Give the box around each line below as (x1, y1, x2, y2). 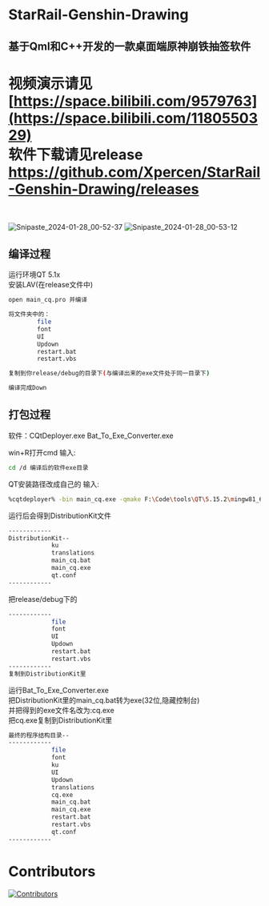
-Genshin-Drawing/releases (8, 180, 199, 198)
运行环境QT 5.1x (8, 270, 61, 279)
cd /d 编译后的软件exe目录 (8, 463, 89, 471)
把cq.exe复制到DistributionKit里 (8, 715, 113, 725)
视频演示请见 (8, 74, 94, 93)
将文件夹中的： (8, 311, 50, 319)
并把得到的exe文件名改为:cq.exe (8, 705, 114, 715)
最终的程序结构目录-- (8, 731, 70, 740)
